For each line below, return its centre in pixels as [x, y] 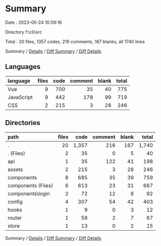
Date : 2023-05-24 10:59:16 [34, 22]
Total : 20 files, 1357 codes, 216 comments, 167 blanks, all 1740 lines [75, 41]
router [15, 218]
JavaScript [20, 97]
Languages [23, 67]
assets [15, 169]
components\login [29, 193]
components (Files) [30, 185]
